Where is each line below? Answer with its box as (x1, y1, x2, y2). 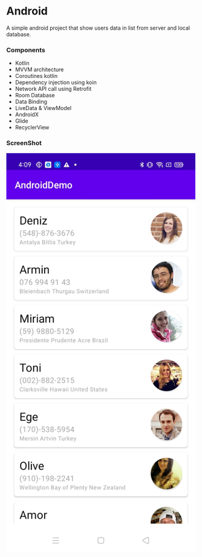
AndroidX (15, 111, 39, 119)
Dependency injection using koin (15, 79, 97, 86)
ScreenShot (6, 139, 42, 148)
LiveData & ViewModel (15, 105, 71, 112)
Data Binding (15, 98, 47, 105)
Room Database (15, 92, 56, 99)
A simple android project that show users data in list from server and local (6, 24, 191, 31)
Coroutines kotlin (15, 73, 58, 80)
